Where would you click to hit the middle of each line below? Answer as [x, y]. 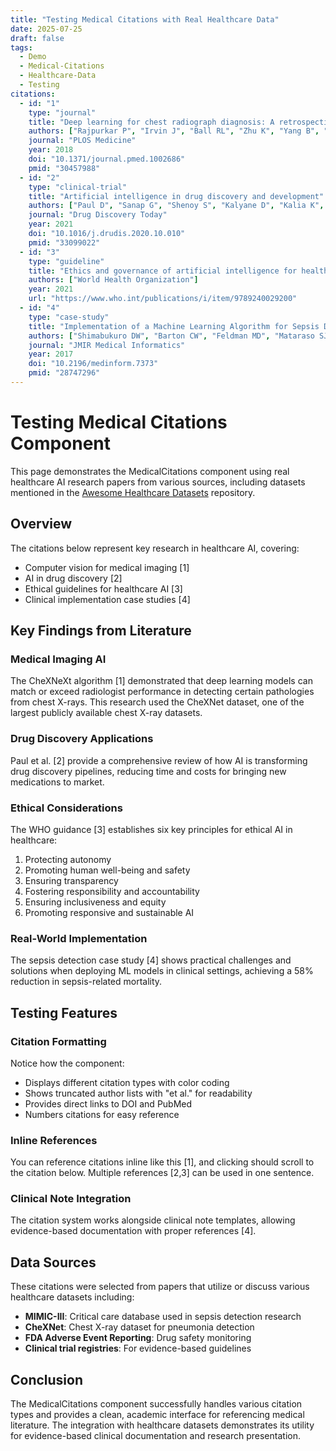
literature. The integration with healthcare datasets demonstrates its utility [162, 1425]
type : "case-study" [69, 317]
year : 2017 [51, 354]
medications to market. [57, 782]
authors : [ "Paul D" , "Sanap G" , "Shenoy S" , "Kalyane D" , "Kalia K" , [176, 206]
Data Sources [53, 1262]
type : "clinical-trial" [78, 187]
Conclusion [47, 1379]
